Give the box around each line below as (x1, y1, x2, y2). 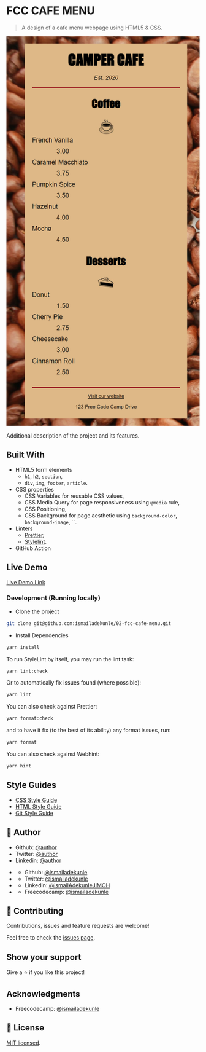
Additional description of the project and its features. (6, 431, 140, 439)
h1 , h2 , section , (24, 473, 63, 480)
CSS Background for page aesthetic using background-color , (24, 511, 178, 519)
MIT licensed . (6, 1039, 41, 1046)
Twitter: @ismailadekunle (24, 875, 88, 882)
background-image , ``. (24, 518, 77, 525)
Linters (15, 525, 33, 532)
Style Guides (6, 780, 56, 790)
